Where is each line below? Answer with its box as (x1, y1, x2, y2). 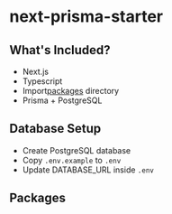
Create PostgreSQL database (22, 144, 131, 155)
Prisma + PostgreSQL (22, 95, 103, 106)
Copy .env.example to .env (22, 154, 122, 165)
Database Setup (9, 121, 102, 136)
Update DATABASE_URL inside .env (22, 164, 155, 175)
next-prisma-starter (9, 6, 164, 27)
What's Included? (9, 42, 111, 58)
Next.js (22, 66, 50, 77)
